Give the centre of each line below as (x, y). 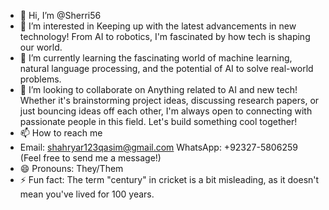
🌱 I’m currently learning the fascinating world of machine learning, (156, 58)
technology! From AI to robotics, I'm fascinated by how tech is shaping (165, 36)
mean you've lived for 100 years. (87, 194)
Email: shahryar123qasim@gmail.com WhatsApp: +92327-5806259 (158, 147)
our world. (41, 47)
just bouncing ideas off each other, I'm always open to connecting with (166, 111)
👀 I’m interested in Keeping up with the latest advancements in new (158, 26)
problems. (40, 79)
